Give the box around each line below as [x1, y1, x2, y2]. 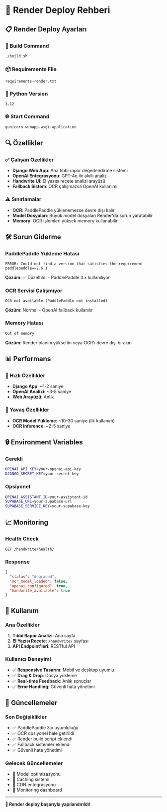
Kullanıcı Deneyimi [5, 655, 51, 662]
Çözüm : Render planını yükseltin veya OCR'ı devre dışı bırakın [5, 339, 132, 345]
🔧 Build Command [5, 42, 49, 49]
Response [5, 558, 30, 565]
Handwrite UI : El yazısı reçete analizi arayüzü [12, 178, 106, 184]
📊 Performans [5, 355, 51, 363]
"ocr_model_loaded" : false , [9, 579, 68, 584]
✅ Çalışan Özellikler [5, 156, 54, 163]
